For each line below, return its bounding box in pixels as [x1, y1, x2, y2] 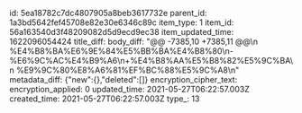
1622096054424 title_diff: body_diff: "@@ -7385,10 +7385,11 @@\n [9, 36, 259, 47]
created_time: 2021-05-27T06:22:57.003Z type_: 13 [9, 93, 200, 104]
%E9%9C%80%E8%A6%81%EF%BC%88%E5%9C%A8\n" [16, 65, 240, 75]
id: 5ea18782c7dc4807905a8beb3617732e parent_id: [9, 8, 207, 18]
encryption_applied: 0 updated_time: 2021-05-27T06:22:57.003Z [9, 84, 250, 94]
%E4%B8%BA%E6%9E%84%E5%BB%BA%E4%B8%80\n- [9, 46, 234, 56]
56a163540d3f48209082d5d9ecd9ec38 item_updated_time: [9, 27, 234, 37]
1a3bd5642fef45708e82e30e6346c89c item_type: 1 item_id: [9, 17, 234, 28]
